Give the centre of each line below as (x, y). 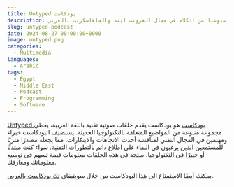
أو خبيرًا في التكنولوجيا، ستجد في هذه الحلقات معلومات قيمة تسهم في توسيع (106, 154)
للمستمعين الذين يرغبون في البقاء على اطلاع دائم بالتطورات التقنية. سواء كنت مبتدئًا (115, 147)
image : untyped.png (36, 40)
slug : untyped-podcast (40, 27)
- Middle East (34, 85)
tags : (15, 72)
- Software (29, 105)
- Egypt (25, 79)
